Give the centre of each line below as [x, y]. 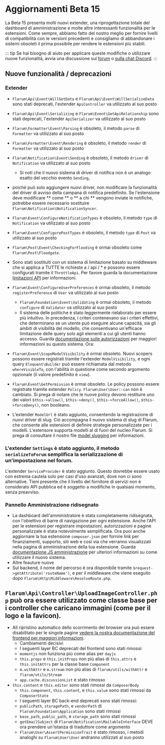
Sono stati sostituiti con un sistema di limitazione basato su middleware [84, 262]
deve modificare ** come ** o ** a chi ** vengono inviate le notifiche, [83, 197]
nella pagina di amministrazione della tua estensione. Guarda [74, 547]
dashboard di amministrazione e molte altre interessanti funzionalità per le [80, 28]
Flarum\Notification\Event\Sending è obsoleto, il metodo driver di [80, 158]
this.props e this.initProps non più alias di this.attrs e [78, 659]
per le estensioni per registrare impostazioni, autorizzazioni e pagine [82, 526]
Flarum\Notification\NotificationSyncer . [55, 208]
